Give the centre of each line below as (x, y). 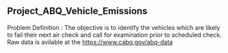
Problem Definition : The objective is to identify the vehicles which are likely (114, 27)
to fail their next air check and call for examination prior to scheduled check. (115, 35)
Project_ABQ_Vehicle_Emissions (77, 11)
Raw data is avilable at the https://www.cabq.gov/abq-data (90, 42)
